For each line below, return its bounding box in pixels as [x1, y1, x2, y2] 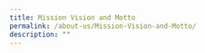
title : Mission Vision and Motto [9, 13, 136, 22]
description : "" [9, 30, 71, 39]
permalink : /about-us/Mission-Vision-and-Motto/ [9, 22, 197, 31]
